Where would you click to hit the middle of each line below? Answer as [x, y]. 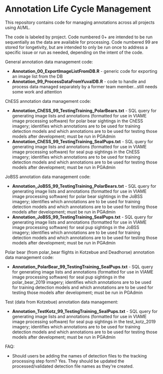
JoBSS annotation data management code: [48, 177]
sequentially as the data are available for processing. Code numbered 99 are [81, 42]
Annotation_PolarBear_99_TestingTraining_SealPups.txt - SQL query [82, 267]
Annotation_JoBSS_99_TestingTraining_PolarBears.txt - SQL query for [84, 186]
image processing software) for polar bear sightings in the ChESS [77, 121]
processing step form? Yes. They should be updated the [68, 361]
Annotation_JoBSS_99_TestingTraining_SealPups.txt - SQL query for [82, 217]
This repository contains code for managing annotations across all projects [80, 22]
